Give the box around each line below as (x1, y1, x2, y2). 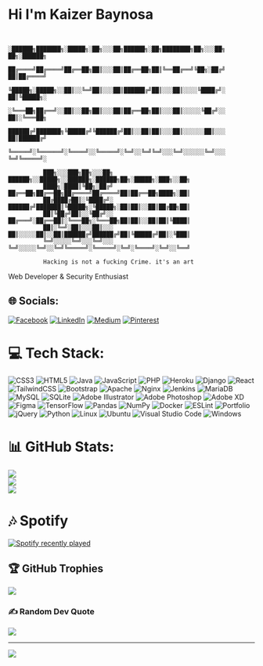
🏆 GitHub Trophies (8, 562, 104, 575)
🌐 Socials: (8, 294, 59, 308)
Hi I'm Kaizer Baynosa (8, 5, 154, 24)
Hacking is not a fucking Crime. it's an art (42, 257, 194, 266)
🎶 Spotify (8, 511, 69, 530)
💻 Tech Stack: (8, 344, 105, 362)
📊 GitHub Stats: (8, 438, 115, 456)
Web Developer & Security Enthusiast (8, 271, 129, 281)
